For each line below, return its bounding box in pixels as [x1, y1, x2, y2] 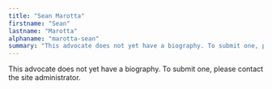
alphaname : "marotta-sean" [8, 34, 100, 43]
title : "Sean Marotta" [8, 11, 85, 20]
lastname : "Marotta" [8, 27, 79, 35]
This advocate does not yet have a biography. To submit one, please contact [8, 64, 264, 74]
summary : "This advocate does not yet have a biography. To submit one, [8, 42, 259, 50]
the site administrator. [8, 73, 81, 83]
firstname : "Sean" [8, 19, 70, 28]
